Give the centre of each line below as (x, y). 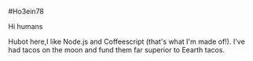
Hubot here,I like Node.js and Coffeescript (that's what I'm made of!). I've (126, 41)
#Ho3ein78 (26, 11)
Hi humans (26, 26)
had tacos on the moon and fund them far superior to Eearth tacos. (117, 50)
